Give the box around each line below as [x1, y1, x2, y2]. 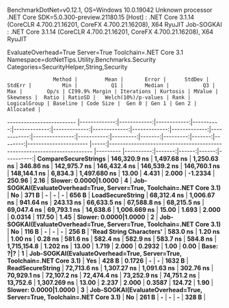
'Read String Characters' [90, 228, 163, 235]
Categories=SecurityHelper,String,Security [7, 63, 128, 71]
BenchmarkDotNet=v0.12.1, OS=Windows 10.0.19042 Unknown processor [7, 6, 213, 14]
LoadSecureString [92, 191, 145, 199]
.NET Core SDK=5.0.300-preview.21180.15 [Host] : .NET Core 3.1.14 [7, 13, 195, 21]
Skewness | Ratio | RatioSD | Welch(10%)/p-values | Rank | [7, 94, 191, 101]
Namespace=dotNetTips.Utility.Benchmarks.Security [7, 56, 156, 64]
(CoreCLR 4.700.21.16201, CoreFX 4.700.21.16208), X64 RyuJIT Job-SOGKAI [7, 21, 222, 28]
